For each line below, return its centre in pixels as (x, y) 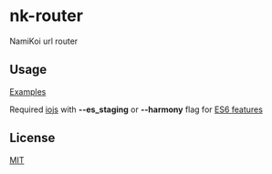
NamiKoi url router (44, 41)
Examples (28, 91)
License (32, 138)
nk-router (47, 16)
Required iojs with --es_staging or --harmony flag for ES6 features (136, 109)
